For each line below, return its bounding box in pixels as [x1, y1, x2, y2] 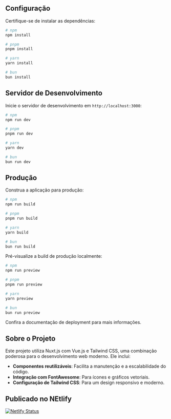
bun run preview [5, 310, 40, 315]
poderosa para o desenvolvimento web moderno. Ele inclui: [5, 353, 131, 359]
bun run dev [5, 159, 31, 164]
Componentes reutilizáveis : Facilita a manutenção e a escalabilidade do [12, 363, 166, 369]
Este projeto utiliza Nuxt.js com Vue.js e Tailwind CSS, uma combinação [5, 348, 157, 354]
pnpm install [5, 46, 33, 52]
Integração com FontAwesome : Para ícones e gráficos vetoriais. [12, 374, 150, 380]
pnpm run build [5, 216, 38, 221]
